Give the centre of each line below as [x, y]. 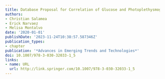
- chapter [15, 46]
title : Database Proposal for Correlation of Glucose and [66, 10]
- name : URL [17, 64]
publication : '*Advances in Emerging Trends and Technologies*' [72, 51]
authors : [14, 14]
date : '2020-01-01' [25, 32]
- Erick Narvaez [22, 23]
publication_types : [25, 42]
